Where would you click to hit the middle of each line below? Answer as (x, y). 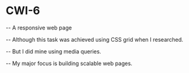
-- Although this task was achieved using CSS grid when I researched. (94, 39)
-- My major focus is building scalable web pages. (69, 63)
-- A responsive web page (39, 28)
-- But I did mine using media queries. (54, 51)
